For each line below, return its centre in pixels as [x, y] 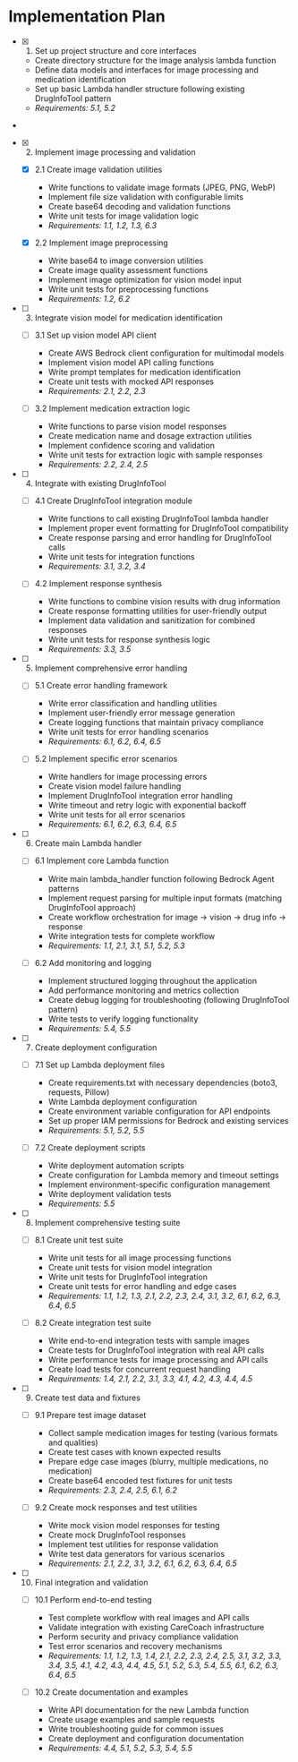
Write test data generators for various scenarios [136, 1553]
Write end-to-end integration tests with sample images [149, 1340]
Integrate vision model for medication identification [128, 318]
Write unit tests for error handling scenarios [128, 732]
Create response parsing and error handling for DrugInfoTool [160, 538]
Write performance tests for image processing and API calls [158, 1359]
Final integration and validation [91, 1582]
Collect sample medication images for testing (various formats [163, 1433]
